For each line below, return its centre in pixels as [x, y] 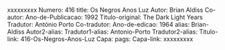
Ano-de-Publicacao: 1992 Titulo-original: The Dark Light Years [114, 17]
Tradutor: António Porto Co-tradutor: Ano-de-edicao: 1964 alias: [98, 24]
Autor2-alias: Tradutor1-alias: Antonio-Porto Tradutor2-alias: [112, 32]
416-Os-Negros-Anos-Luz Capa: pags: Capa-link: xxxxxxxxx [107, 39]
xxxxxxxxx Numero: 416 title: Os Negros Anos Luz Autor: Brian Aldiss [105, 10]
